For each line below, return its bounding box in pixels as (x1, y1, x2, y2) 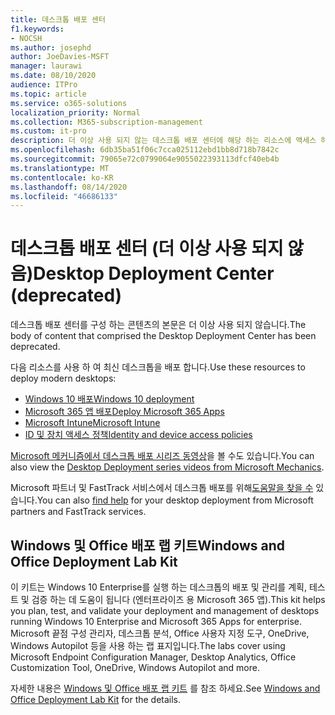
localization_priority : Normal (10, 107, 141, 118)
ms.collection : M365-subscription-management (10, 117, 203, 127)
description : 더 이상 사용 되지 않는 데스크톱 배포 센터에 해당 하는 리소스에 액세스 (10, 136, 317, 146)
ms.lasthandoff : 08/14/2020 (10, 182, 128, 192)
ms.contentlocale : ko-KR (10, 172, 114, 183)
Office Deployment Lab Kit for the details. (10, 694, 182, 705)
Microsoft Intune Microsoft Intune (24, 417, 161, 429)
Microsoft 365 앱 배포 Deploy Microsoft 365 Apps (24, 406, 225, 418)
